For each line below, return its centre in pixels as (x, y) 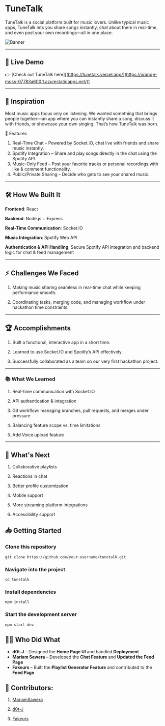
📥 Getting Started (33, 531)
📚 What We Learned (30, 379)
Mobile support (27, 495)
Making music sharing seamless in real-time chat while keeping (76, 288)
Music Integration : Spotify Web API (41, 238)
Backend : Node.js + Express (34, 219)
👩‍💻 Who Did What (33, 640)
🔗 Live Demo (25, 62)
